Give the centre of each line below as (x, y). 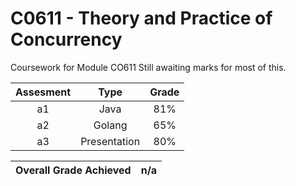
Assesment (43, 92)
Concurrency (66, 39)
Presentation (110, 141)
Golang (110, 125)
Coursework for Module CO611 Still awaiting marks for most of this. (148, 67)
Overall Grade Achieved (73, 170)
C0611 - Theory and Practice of (141, 18)
